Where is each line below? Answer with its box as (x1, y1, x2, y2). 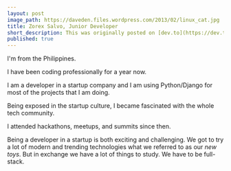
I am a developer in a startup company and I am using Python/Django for (7, 81, 213, 89)
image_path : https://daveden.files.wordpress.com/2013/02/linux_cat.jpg (7, 16, 220, 23)
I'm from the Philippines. (7, 54, 76, 62)
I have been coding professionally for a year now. (7, 68, 146, 76)
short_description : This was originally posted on (7, 29, 155, 36)
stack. (7, 157, 25, 166)
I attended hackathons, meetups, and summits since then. (7, 122, 171, 130)
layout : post (7, 10, 45, 17)
